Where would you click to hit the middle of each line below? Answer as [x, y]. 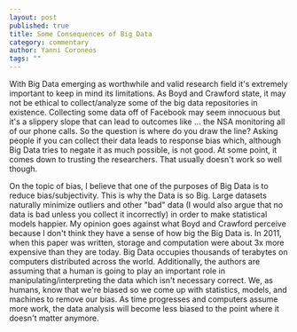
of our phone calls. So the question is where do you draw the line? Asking [144, 131]
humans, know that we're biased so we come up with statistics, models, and [148, 290]
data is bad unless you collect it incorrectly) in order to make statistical [138, 214]
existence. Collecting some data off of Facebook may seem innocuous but [145, 112]
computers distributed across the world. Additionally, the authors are [135, 261]
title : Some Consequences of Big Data [81, 34]
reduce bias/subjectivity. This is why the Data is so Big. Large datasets [138, 195]
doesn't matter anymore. [54, 318]
